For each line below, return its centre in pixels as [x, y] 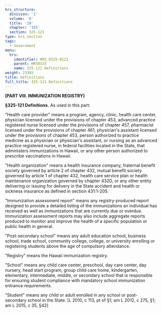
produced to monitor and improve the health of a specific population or [76, 221]
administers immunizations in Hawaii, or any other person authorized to [76, 151]
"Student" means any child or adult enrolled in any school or [65, 295]
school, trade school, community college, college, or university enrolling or [80, 241]
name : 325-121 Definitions [41, 69]
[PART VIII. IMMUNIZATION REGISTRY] [45, 96]
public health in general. [29, 226]
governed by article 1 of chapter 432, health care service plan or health [76, 175]
